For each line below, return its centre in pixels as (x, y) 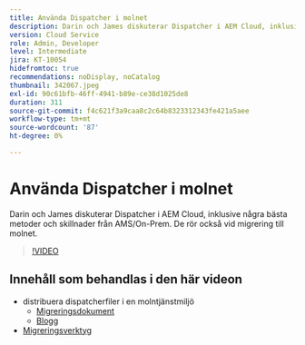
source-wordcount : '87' (54, 128)
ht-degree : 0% (36, 136)
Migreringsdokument (75, 310)
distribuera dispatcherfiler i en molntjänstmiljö (108, 301)
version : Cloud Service (54, 34)
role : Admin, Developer (54, 43)
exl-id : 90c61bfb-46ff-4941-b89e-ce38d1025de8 (99, 94)
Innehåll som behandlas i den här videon (126, 279)
